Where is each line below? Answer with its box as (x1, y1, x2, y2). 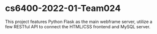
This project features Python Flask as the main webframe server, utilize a (5, 19, 153, 24)
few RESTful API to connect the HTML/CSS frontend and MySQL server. (5, 23, 151, 29)
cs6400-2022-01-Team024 (5, 3, 121, 14)
